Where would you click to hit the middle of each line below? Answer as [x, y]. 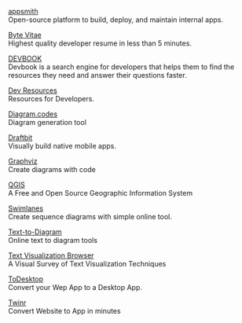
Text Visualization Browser [51, 255]
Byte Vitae [25, 35]
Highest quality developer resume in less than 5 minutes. [100, 43]
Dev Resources [33, 90]
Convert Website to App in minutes [64, 311]
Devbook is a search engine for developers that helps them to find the [121, 67]
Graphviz [23, 161]
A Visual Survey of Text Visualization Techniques [87, 264]
